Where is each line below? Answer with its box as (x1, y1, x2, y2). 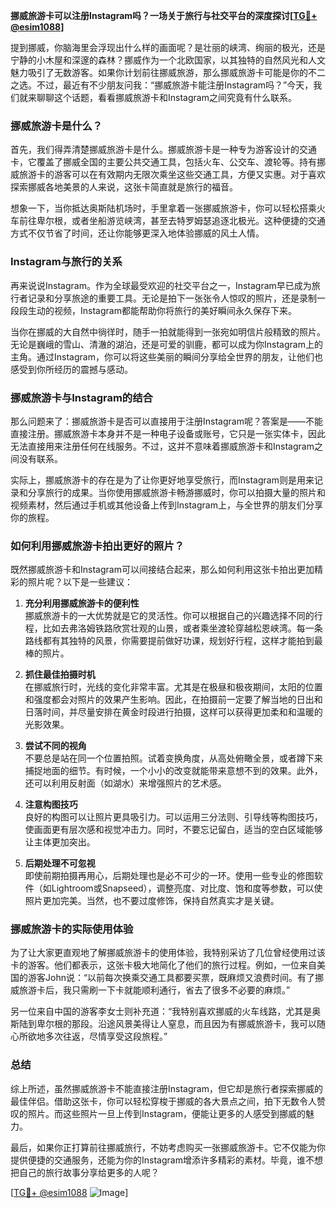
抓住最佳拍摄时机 (24, 669, 96, 681)
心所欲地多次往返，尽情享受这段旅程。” (10, 1030, 168, 1043)
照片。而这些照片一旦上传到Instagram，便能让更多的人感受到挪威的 (27, 1107, 306, 1119)
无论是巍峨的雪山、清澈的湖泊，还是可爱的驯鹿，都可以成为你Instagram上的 (10, 338, 323, 350)
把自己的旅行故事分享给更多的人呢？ (10, 1166, 160, 1178)
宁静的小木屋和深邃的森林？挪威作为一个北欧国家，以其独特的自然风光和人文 (10, 54, 326, 66)
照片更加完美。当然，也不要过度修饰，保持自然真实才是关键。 (24, 895, 280, 907)
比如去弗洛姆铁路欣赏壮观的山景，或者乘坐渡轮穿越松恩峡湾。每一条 (42, 622, 323, 634)
